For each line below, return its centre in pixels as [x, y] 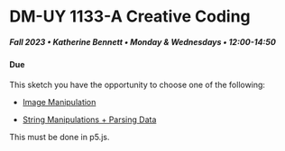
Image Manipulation [59, 102]
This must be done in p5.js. [60, 137]
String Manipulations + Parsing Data [89, 120]
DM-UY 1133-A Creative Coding [130, 17]
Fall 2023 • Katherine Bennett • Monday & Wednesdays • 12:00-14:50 [143, 41]
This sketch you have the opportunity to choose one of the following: [138, 84]
